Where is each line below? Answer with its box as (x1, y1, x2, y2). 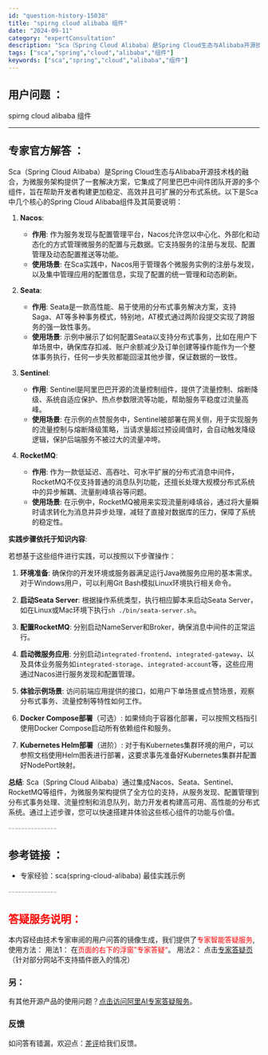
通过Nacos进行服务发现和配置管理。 (19, 669, 140, 679)
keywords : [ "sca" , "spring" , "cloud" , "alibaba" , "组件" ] (8, 57, 189, 65)
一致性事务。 (53, 322, 96, 331)
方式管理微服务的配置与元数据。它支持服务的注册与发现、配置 (53, 239, 256, 249)
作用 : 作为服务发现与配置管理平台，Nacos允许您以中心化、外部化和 (31, 229, 253, 239)
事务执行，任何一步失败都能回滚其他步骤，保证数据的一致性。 (38, 351, 242, 361)
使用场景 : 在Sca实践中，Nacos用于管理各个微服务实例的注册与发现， (31, 259, 258, 269)
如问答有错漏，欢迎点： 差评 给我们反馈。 (8, 1038, 141, 1048)
